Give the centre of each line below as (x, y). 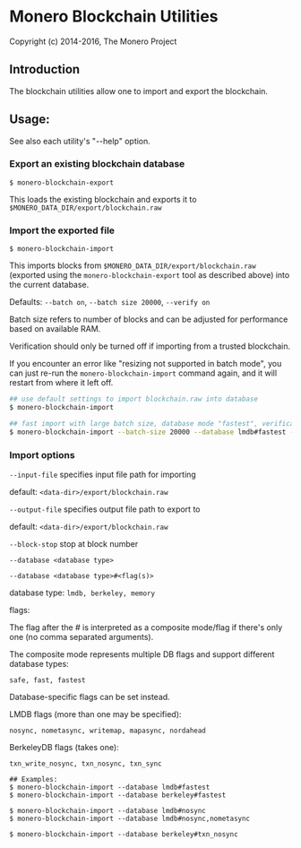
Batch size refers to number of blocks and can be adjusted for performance (149, 319)
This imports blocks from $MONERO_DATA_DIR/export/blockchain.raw (133, 265)
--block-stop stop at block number (74, 543)
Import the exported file (62, 230)
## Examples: (34, 779)
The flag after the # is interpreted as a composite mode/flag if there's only (146, 627)
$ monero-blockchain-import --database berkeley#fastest (118, 795)
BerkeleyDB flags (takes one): (64, 747)
